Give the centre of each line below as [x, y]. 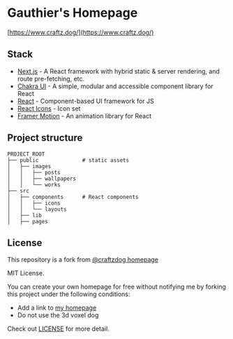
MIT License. [26, 273]
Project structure [45, 138]
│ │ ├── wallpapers [42, 179]
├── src [18, 191]
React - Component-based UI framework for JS [86, 101]
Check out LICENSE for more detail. [58, 329]
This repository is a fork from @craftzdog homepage [83, 260]
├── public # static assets [68, 160]
